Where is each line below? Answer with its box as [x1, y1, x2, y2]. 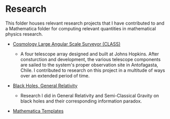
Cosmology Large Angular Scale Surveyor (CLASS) [12, 41, 121, 47]
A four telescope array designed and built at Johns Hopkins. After [20, 51, 159, 57]
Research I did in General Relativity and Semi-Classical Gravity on [20, 92, 159, 98]
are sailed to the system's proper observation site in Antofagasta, [20, 62, 159, 68]
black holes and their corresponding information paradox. [20, 98, 142, 104]
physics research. [5, 31, 43, 37]
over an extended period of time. [20, 72, 90, 78]
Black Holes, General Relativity [12, 83, 78, 89]
